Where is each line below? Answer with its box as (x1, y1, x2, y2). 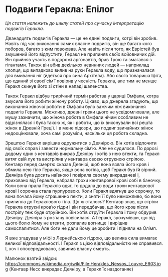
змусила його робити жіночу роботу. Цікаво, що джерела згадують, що (5, 98, 158, 104)
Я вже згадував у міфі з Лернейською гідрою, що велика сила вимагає (5, 235, 158, 241)
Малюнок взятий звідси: (5, 255, 58, 261)
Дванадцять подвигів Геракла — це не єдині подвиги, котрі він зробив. (5, 35, 158, 41)
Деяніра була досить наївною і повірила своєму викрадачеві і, (5, 172, 140, 178)
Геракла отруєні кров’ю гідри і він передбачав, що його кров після (5, 204, 148, 210)
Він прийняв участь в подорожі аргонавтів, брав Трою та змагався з (5, 56, 152, 62)
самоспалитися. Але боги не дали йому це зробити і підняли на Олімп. (5, 225, 157, 231)
